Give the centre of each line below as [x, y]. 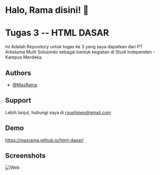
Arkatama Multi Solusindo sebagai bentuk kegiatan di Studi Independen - [80, 52]
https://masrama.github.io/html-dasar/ [44, 140]
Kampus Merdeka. [24, 57]
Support [18, 101]
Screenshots [25, 155]
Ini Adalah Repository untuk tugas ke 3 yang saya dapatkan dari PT [74, 47]
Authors [18, 73]
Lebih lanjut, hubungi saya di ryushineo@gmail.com [58, 112]
